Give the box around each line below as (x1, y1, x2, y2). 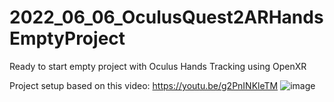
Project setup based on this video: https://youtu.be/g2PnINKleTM (9, 79, 279, 91)
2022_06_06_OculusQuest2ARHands (9, 6, 324, 29)
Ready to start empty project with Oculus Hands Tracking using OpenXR (9, 60, 307, 72)
